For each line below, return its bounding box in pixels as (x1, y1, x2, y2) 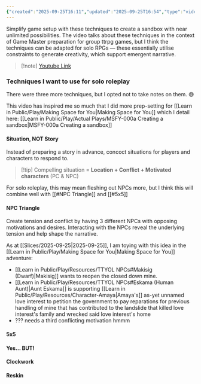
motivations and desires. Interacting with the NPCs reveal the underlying (6, 224, 185, 231)
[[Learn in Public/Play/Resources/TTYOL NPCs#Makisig (14, 266, 153, 273)
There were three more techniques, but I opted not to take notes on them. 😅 (6, 90, 194, 97)
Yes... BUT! (6, 345, 35, 352)
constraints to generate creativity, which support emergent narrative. (6, 50, 176, 57)
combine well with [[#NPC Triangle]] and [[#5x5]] (6, 191, 128, 198)
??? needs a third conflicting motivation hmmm (14, 317, 130, 324)
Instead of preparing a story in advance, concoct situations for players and (6, 148, 190, 156)
